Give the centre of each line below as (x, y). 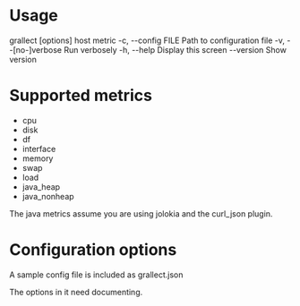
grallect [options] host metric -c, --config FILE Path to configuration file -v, (147, 40)
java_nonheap (48, 196)
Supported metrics (81, 96)
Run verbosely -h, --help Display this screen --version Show (175, 49)
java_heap (41, 187)
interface (39, 149)
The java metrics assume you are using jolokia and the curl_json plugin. (141, 213)
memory (38, 158)
